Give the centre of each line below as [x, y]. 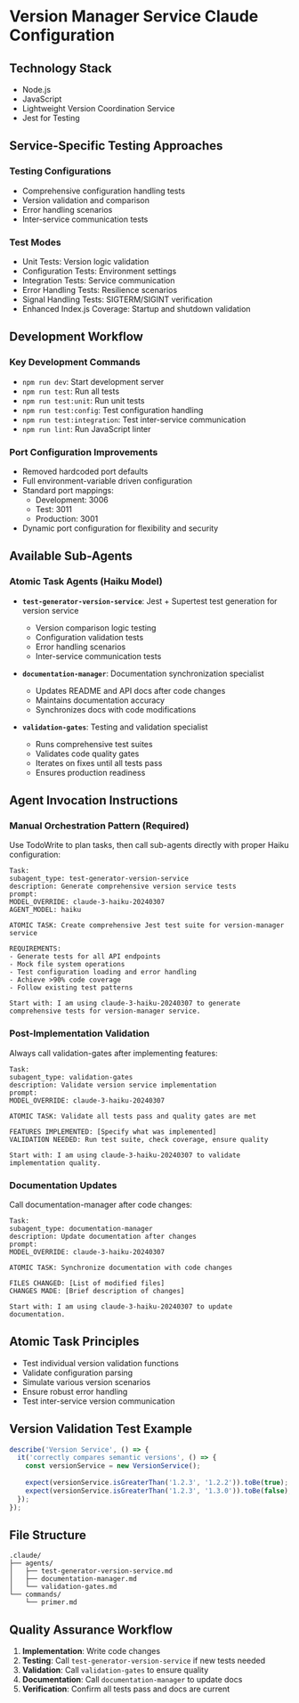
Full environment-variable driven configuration [107, 481]
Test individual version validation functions [101, 1363]
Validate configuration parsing [77, 1373]
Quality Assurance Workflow [91, 1630]
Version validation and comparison [85, 200]
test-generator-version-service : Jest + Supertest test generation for [149, 601]
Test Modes [35, 242]
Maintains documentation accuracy [100, 700]
